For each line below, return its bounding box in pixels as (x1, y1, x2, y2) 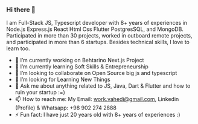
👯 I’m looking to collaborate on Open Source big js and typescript (14, 70, 177, 77)
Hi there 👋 (6, 5, 36, 14)
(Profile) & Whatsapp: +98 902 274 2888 (14, 104, 117, 111)
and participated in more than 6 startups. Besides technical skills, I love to (6, 39, 190, 46)
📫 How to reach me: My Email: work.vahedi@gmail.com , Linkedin (14, 96, 179, 103)
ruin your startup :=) (14, 89, 65, 96)
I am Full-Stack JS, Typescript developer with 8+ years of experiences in (6, 19, 188, 27)
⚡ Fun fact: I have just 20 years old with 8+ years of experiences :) (14, 111, 180, 119)
